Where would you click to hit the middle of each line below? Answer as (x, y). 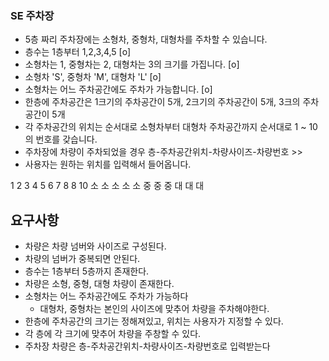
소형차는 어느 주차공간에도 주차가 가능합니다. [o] (118, 89)
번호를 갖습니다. (66, 139)
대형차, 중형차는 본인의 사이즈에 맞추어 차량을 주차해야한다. (154, 309)
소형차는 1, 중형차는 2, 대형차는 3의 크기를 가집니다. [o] (132, 64)
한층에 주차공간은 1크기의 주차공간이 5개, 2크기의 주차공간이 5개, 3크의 (162, 102)
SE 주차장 (32, 15)
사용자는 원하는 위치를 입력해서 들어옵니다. (108, 164)
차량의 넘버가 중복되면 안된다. (82, 259)
